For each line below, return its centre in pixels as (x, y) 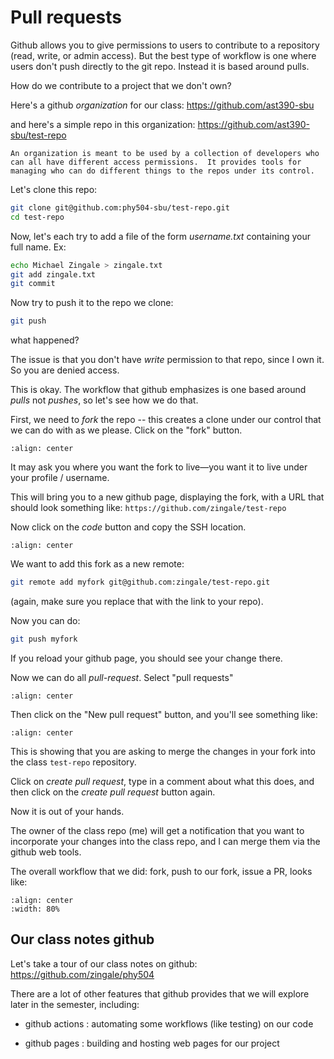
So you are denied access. (65, 370)
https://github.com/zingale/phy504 (82, 974)
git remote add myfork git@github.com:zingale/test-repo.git (140, 582)
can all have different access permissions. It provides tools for (156, 162)
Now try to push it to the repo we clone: (92, 303)
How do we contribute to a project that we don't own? (121, 85)
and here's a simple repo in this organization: (103, 124)
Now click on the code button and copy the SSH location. (128, 527)
